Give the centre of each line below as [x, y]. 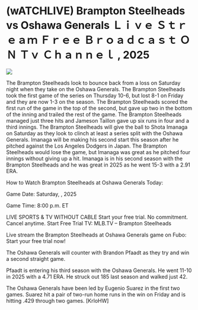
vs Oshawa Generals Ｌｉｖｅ [80, 25]
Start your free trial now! [36, 241]
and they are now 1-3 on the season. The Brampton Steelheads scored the [97, 101]
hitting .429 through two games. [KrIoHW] [58, 301]
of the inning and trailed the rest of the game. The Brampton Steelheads [94, 114]
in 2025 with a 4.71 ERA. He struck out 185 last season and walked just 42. [97, 276]
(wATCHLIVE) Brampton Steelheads [96, 11]
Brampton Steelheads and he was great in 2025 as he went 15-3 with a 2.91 [98, 165]
